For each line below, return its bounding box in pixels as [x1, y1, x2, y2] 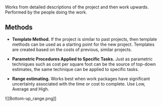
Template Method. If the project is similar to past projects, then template [12, 36, 157, 42]
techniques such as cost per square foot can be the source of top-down [12, 61, 156, 67]
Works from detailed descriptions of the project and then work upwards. [5, 4, 149, 10]
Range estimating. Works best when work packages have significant [12, 75, 150, 82]
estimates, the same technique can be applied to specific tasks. [12, 66, 139, 72]
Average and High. [12, 86, 49, 92]
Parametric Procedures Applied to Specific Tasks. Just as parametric [12, 56, 153, 62]
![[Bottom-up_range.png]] [5, 95, 57, 101]
